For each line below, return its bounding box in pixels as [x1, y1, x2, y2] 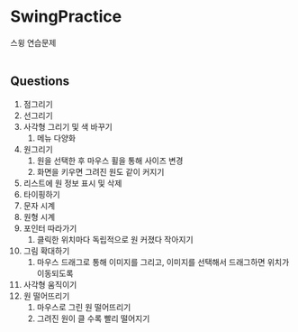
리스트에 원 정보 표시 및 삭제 [23, 178, 122, 189]
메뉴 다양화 [36, 133, 76, 143]
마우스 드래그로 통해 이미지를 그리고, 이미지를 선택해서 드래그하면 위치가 [36, 256, 290, 267]
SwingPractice [10, 6, 122, 27]
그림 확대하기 [23, 245, 70, 256]
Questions [10, 74, 70, 89]
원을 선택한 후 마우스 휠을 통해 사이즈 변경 [36, 155, 184, 166]
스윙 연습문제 [10, 37, 57, 48]
